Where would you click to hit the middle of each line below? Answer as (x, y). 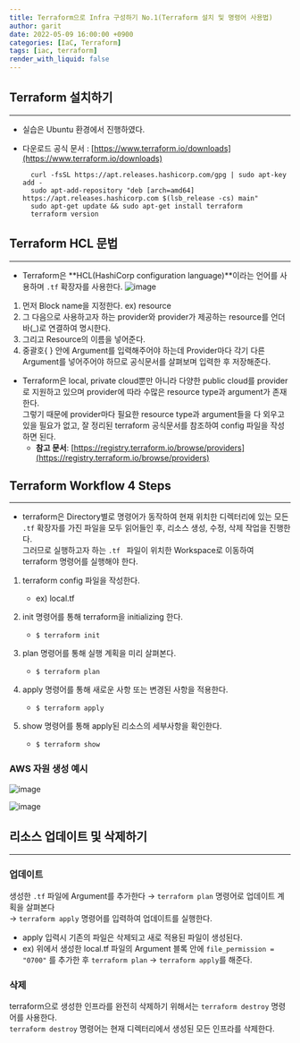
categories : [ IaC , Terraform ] (66, 43)
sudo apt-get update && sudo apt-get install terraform (137, 206)
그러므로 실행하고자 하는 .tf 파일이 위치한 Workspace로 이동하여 (138, 551)
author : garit (36, 26)
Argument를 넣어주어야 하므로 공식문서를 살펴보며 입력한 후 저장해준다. (146, 361)
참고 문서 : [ (54, 448)
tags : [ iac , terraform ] (54, 51)
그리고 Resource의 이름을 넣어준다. (83, 339)
